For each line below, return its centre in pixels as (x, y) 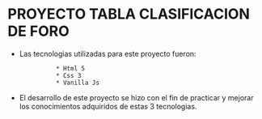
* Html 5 (70, 68)
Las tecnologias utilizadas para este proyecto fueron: (108, 53)
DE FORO (38, 31)
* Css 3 (68, 75)
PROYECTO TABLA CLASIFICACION (129, 14)
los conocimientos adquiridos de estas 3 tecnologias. (108, 106)
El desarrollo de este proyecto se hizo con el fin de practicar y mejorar (136, 97)
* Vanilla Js (78, 83)
